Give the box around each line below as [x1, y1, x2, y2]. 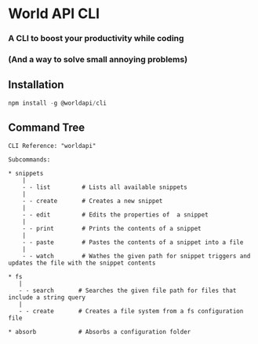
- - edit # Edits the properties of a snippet [22, 210, 209, 219]
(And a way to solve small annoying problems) [8, 54, 188, 65]
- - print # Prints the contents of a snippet [22, 224, 202, 232]
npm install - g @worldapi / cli [8, 99, 107, 107]
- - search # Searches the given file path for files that [18, 287, 237, 294]
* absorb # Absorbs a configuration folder [8, 327, 191, 335]
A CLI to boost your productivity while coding [8, 33, 184, 44]
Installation [8, 78, 64, 91]
